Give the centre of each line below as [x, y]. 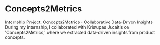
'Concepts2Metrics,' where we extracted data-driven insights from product [80, 32]
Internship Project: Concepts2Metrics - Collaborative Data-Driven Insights [79, 22]
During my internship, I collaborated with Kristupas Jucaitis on [67, 27]
